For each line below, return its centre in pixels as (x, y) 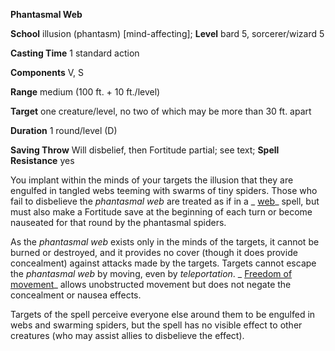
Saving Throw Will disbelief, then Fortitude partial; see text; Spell (145, 150)
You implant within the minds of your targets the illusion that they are (152, 180)
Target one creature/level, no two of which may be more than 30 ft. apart (161, 111)
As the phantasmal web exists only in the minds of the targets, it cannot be (165, 242)
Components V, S (47, 72)
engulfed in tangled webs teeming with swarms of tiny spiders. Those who (164, 190)
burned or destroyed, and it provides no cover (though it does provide (154, 252)
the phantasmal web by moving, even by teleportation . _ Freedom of (151, 273)
